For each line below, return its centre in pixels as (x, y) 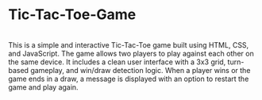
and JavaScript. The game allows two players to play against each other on (131, 53)
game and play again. (43, 87)
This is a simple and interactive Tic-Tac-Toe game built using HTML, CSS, (129, 44)
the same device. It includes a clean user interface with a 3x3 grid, (117, 62)
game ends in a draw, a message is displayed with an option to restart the (129, 79)
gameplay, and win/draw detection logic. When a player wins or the (141, 70)
